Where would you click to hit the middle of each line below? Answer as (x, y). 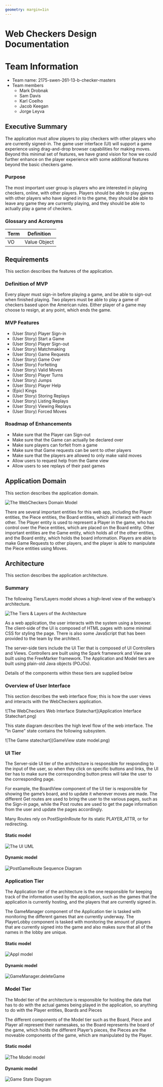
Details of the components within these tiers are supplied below (69, 673)
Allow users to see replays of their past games (59, 466)
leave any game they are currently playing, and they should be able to (75, 203)
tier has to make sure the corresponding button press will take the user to (79, 774)
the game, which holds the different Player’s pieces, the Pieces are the (76, 1030)
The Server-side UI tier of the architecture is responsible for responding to (80, 764)
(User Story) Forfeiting (35, 364)
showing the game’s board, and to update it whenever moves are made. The (81, 794)
